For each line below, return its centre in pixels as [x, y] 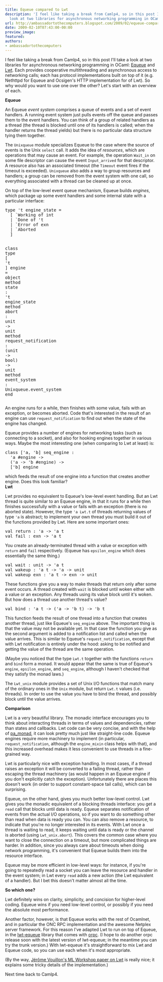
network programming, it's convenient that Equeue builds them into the [76, 850]
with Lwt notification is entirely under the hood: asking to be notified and [78, 644]
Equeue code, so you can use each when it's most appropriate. [68, 950]
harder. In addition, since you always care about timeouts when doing [74, 845]
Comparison [18, 708]
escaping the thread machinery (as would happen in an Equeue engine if [78, 774]
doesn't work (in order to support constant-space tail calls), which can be [79, 784]
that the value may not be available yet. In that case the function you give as [81, 628]
